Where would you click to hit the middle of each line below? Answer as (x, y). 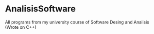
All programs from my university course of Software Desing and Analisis (77, 22)
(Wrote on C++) (21, 27)
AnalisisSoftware (41, 9)
